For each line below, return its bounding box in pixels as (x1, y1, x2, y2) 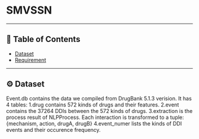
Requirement (14, 56, 46, 63)
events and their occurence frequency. (6, 126, 101, 133)
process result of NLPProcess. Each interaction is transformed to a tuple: (6, 114, 184, 121)
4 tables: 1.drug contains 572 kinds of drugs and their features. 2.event (6, 101, 179, 108)
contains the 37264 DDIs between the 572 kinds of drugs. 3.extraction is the (6, 107, 193, 114)
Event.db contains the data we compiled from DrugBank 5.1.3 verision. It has (6, 95, 192, 102)
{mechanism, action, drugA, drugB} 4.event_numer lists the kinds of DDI (6, 119, 182, 127)
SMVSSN (6, 4, 52, 17)
